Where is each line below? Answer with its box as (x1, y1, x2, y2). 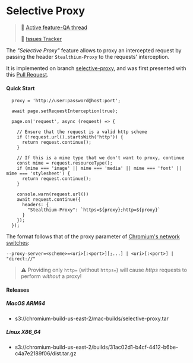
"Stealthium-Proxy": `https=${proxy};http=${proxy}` (27, 207, 161, 213)
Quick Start (6, 84, 35, 91)
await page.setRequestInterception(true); (11, 108, 118, 114)
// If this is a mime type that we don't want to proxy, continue (17, 155, 185, 161)
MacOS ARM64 (6, 300, 46, 307)
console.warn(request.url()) (17, 191, 89, 197)
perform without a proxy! (20, 273, 82, 280)
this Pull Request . (6, 71, 49, 78)
